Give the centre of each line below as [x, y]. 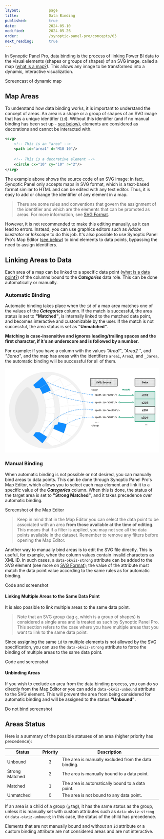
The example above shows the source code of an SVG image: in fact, [74, 179]
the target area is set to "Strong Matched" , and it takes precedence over [79, 495]
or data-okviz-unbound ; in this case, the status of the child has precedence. [81, 816]
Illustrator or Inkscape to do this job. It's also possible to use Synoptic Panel [81, 234]
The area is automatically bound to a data [103, 783]
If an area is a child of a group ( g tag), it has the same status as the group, [79, 806]
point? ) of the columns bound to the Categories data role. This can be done [81, 277]
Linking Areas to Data [38, 260]
